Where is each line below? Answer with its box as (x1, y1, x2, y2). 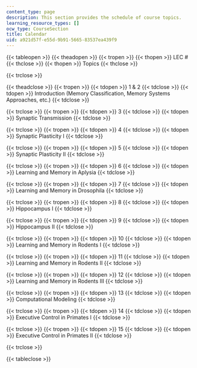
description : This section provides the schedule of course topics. (6, 15, 182, 21)
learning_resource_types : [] (6, 20, 80, 26)
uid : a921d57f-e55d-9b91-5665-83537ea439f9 (6, 37, 117, 43)
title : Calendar (6, 31, 47, 37)
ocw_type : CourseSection (6, 25, 69, 32)
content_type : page (6, 8, 55, 15)
